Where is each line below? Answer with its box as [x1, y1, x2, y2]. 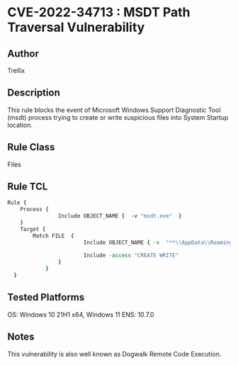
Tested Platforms [7, 291, 85, 303]
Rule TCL [7, 181, 48, 193]
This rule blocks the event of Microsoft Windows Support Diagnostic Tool [7, 106, 221, 114]
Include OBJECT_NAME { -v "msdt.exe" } [57, 213, 182, 220]
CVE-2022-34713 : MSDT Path [7, 4, 191, 21]
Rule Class [7, 141, 55, 153]
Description [7, 86, 60, 99]
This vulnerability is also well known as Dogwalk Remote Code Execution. [7, 349, 222, 358]
